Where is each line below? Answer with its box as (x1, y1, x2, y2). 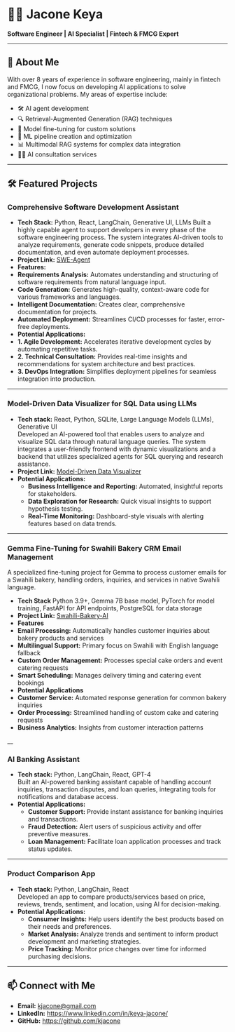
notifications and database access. (17, 793, 119, 801)
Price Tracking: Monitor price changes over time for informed (27, 944, 206, 953)
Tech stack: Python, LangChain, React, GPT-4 (17, 770, 152, 779)
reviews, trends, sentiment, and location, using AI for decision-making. (17, 899, 222, 908)
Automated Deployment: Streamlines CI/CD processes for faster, (17, 315, 207, 323)
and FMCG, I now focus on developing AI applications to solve (7, 82, 187, 91)
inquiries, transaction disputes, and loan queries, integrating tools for (17, 785, 217, 793)
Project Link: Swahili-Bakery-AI (17, 612, 108, 620)
